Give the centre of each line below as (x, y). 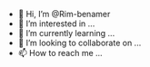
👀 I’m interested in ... (56, 24)
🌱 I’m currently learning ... (66, 33)
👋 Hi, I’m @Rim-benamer (64, 14)
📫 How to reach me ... (60, 53)
